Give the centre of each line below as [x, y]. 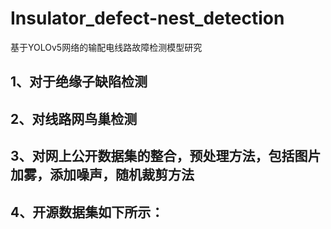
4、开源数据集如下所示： [87, 212]
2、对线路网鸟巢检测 [74, 118]
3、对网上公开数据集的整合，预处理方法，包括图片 [166, 156]
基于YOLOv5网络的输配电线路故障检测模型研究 [106, 47]
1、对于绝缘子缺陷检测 [79, 82]
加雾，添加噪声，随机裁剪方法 [102, 175]
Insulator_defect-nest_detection [147, 18]
